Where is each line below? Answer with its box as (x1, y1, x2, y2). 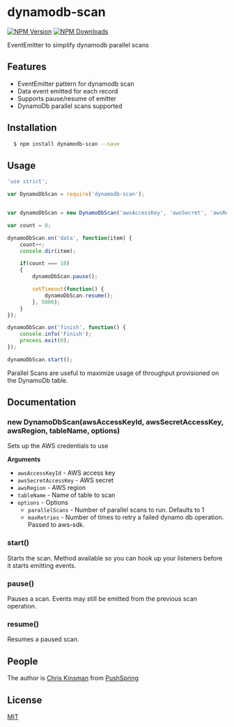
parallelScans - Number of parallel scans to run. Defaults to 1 (27, 506, 205, 514)
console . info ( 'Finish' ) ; (19, 330, 92, 338)
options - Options (17, 498, 68, 507)
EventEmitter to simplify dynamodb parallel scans (7, 40, 150, 49)
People (7, 655, 38, 667)
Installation (7, 122, 57, 134)
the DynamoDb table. (7, 376, 68, 384)
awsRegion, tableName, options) (7, 426, 120, 436)
